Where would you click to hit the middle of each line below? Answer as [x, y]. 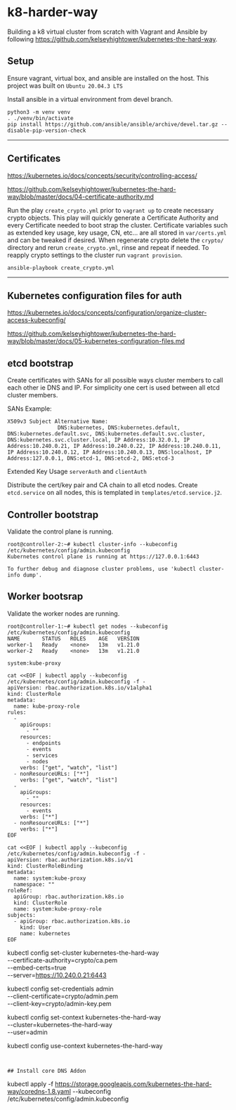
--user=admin [27, 1032]
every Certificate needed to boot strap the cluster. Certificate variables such [118, 225]
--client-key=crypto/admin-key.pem [59, 1003]
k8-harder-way [53, 12]
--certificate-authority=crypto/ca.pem [63, 960]
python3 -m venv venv [39, 112]
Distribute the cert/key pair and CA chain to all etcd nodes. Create [103, 485]
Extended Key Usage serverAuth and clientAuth [77, 472]
